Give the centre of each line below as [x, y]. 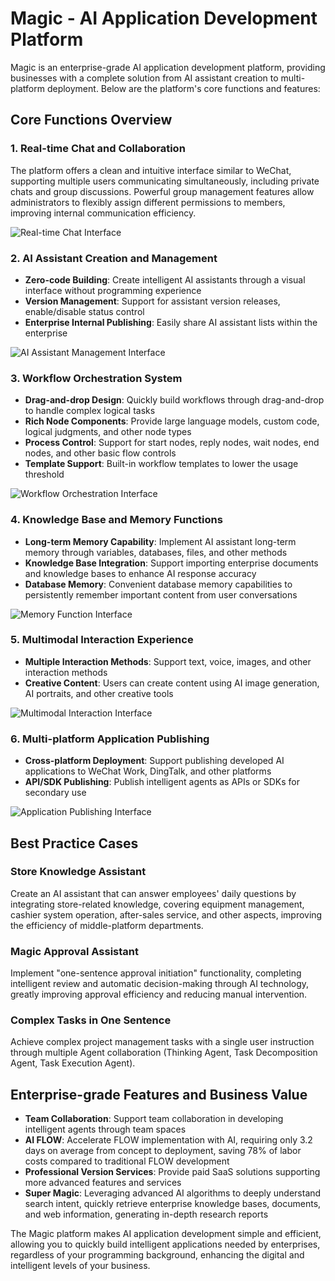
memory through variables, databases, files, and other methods [156, 552]
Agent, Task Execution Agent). [73, 1063]
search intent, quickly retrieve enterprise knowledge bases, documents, [173, 1204]
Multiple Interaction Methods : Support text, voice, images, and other [168, 661]
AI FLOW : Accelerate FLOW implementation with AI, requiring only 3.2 [168, 1140]
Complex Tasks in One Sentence [91, 1020]
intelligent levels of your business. [80, 1266]
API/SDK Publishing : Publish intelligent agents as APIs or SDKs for [162, 782]
